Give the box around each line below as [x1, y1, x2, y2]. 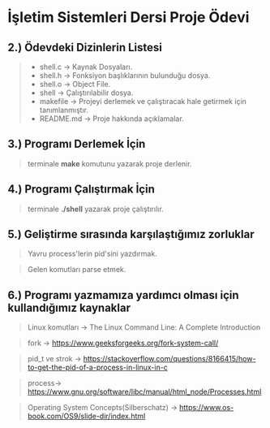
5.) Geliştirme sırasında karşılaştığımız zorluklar [7, 227, 255, 241]
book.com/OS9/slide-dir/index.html [27, 411, 146, 422]
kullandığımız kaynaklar [7, 300, 131, 314]
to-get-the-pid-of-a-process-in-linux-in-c [27, 362, 168, 373]
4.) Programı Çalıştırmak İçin [7, 183, 155, 197]
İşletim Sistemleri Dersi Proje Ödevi [7, 8, 250, 27]
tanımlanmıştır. [39, 106, 88, 115]
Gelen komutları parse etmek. [27, 265, 126, 275]
